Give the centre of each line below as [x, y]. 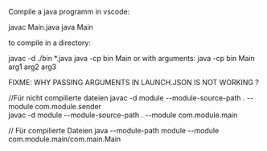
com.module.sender [68, 106]
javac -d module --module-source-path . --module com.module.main [123, 115]
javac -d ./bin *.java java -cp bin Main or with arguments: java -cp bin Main [131, 58]
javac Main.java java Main [51, 27]
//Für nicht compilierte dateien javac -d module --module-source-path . [127, 98]
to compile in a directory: [49, 43]
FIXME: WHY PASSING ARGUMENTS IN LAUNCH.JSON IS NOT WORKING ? [134, 82]
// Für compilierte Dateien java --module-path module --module [114, 131]
